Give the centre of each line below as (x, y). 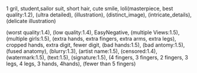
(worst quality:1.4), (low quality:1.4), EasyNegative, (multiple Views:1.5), (93, 32)
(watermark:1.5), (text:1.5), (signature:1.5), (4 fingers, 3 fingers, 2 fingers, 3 (97, 57)
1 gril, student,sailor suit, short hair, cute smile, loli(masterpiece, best (90, 9)
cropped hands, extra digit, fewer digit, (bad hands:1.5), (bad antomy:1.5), (96, 45)
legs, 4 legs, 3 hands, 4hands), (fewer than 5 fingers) (71, 64)
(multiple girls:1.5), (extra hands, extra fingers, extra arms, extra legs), (91, 39)
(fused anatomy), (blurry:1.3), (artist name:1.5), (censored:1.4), (82, 51)
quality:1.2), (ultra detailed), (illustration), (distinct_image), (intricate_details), (99, 15)
